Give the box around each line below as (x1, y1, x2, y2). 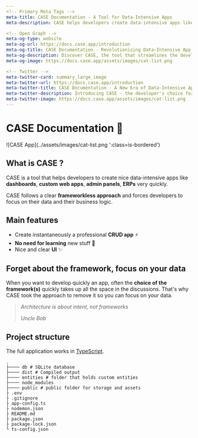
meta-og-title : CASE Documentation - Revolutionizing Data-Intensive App (6, 47, 192, 53)
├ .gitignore (6, 395, 38, 401)
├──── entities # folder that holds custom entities (6, 375, 138, 381)
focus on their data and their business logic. (6, 198, 113, 205)
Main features (6, 215, 59, 226)
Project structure (6, 332, 70, 342)
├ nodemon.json (6, 406, 44, 412)
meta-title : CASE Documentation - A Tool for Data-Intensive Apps (6, 14, 173, 20)
